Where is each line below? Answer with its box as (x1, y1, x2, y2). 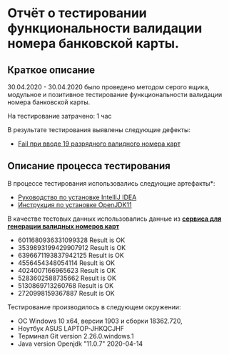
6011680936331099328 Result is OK (17, 236, 126, 244)
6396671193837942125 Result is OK (17, 251, 125, 259)
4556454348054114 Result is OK (17, 259, 116, 267)
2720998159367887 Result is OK (17, 289, 116, 297)
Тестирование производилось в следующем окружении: (7, 302, 181, 311)
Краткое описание (7, 64, 95, 76)
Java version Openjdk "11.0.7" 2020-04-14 (17, 339, 143, 348)
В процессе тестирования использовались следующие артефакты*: (7, 179, 215, 187)
